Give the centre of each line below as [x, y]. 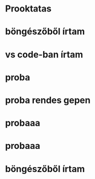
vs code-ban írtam [44, 54]
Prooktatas [28, 9]
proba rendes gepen [48, 100]
